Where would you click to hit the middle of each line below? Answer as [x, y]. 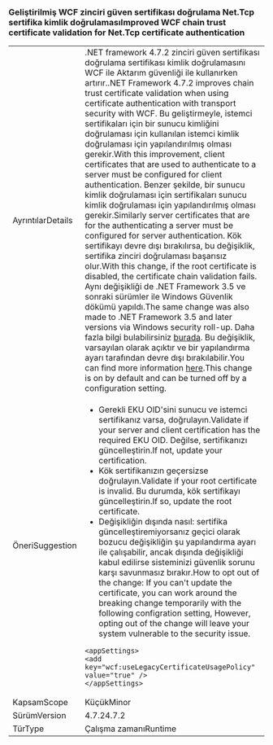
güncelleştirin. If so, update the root [165, 502]
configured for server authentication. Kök [163, 236]
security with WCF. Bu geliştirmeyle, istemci [169, 114]
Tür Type [28, 729]
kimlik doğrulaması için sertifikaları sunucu [166, 195]
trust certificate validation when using [157, 94]
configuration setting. [126, 388]
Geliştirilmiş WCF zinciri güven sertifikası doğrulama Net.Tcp [131, 12]
